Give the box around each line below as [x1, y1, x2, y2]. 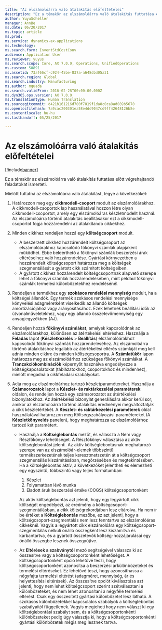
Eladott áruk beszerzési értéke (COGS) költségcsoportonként [26, 487, 148, 493]
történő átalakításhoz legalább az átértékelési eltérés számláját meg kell [12, 346, 155, 351]
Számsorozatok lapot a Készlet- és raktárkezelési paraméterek [12, 386, 141, 392]
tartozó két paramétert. [12, 422, 58, 428]
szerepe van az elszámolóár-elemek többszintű [19, 447, 114, 453]
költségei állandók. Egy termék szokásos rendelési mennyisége [12, 295, 138, 301]
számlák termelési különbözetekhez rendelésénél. [19, 281, 119, 286]
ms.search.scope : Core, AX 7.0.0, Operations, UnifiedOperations [5, 61, 139, 66]
